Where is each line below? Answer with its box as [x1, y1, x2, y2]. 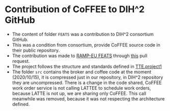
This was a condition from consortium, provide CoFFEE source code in [12, 42, 161, 48]
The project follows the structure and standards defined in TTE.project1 [12, 63, 162, 69]
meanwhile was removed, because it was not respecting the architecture [12, 95, 165, 102]
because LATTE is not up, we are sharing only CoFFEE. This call [12, 90, 146, 96]
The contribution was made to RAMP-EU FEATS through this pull [12, 52, 148, 59]
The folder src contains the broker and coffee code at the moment [12, 68, 152, 75]
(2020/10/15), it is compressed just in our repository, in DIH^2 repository [12, 74, 163, 80]
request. [12, 58, 30, 64]
